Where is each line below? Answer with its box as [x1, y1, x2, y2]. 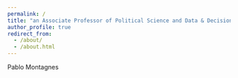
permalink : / [7, 10, 46, 18]
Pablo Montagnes [7, 63, 59, 71]
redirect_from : [7, 30, 52, 38]
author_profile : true [7, 23, 72, 30]
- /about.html [13, 43, 55, 50]
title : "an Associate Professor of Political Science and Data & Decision [7, 17, 233, 24]
